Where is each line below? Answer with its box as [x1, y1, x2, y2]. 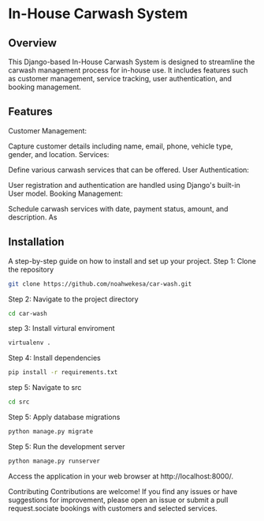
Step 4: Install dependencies [8, 353, 101, 363]
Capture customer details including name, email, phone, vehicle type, [8, 141, 233, 151]
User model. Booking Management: [8, 189, 124, 198]
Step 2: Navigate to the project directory [8, 294, 139, 304]
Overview [8, 36, 58, 50]
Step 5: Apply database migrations [8, 412, 121, 422]
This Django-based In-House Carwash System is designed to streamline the [8, 57, 255, 66]
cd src [8, 398, 30, 407]
